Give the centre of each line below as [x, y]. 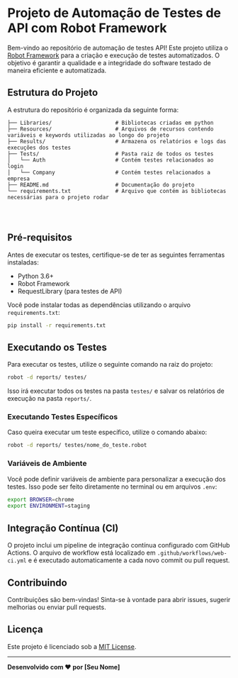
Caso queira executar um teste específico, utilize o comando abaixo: [107, 432]
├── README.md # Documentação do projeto [101, 185]
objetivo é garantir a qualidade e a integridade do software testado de [109, 62]
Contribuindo [37, 583]
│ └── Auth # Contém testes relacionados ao [110, 160]
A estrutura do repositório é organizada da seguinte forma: [93, 110]
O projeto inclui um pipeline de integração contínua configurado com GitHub [119, 545]
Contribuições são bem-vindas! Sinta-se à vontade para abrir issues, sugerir [119, 599]
